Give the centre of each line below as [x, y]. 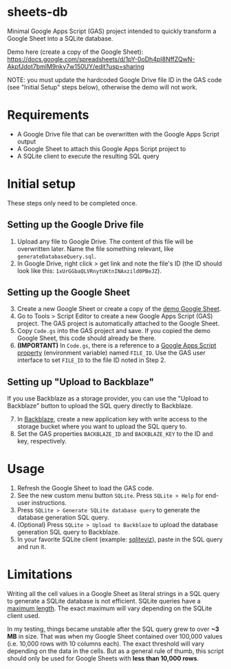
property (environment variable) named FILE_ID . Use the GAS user [111, 353]
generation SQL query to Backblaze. [68, 532]
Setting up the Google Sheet [69, 293]
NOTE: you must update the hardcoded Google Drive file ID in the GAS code [114, 79]
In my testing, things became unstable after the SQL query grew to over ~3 [113, 629]
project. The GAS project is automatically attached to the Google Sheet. [118, 323]
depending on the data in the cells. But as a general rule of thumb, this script [115, 651]
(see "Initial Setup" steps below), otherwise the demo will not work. [102, 87]
